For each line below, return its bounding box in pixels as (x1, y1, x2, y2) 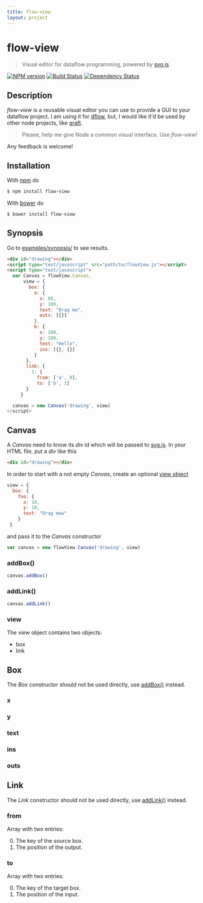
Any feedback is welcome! (7, 143, 74, 150)
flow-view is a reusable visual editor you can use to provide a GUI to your (7, 106, 191, 114)
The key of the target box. (15, 884, 81, 891)
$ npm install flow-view (7, 189, 70, 195)
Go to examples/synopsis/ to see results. (7, 244, 109, 251)
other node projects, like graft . (7, 119, 83, 126)
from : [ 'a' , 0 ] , (36, 375, 78, 381)
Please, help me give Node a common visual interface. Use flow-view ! (21, 131, 198, 139)
